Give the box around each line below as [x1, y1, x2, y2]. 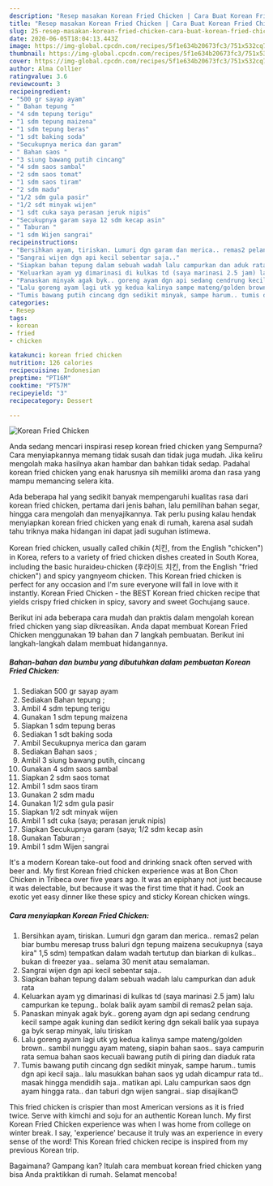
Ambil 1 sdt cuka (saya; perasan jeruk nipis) [20, 816, 167, 825]
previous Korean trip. [9, 1145, 79, 1155]
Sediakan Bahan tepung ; [20, 695, 105, 705]
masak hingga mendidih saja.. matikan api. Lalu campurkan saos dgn [20, 1078, 251, 1088]
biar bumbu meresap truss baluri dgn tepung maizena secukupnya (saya [20, 940, 263, 950]
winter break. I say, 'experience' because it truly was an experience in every [9, 1128, 263, 1138]
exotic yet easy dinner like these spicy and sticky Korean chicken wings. [9, 892, 250, 902]
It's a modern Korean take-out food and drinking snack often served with [9, 858, 253, 868]
